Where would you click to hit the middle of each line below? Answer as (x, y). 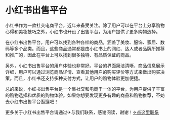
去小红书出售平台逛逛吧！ (32, 101)
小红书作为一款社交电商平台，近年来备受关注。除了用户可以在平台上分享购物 (85, 25)
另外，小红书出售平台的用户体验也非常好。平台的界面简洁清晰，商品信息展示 (85, 66)
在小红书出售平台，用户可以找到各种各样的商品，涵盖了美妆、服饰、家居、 (83, 42)
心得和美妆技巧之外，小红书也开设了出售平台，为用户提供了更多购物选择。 (83, 31)
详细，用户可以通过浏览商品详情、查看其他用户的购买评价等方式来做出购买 (83, 72)
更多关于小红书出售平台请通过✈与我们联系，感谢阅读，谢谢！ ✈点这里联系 (82, 112)
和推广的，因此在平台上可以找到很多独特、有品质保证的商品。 (70, 55)
